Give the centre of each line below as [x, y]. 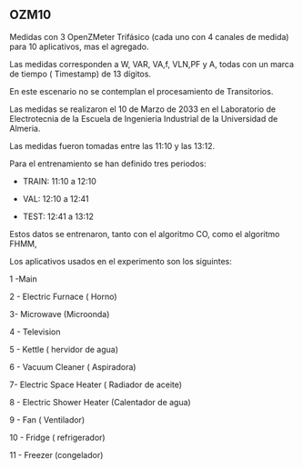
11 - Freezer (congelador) [56, 454]
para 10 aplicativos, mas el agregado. [79, 46]
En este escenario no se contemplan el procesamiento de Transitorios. [141, 91]
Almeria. [25, 128]
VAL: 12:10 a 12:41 [56, 198]
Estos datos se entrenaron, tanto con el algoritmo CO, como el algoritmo [145, 234]
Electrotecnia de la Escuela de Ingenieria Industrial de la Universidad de [144, 118]
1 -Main [24, 279]
